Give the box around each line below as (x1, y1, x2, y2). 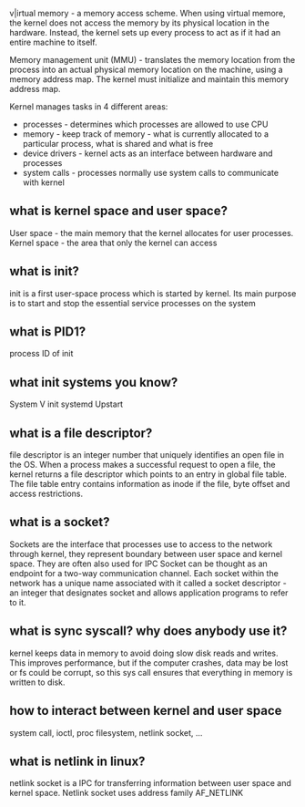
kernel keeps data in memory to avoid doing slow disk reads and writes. (9, 647, 280, 658)
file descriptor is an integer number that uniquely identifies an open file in (9, 450, 285, 460)
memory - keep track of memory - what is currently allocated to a (22, 129, 269, 140)
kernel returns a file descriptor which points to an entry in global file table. (9, 469, 287, 480)
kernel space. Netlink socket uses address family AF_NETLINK (9, 788, 244, 799)
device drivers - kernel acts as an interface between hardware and (22, 148, 273, 159)
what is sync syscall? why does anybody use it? (9, 624, 288, 639)
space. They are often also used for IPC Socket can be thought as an (9, 558, 269, 569)
